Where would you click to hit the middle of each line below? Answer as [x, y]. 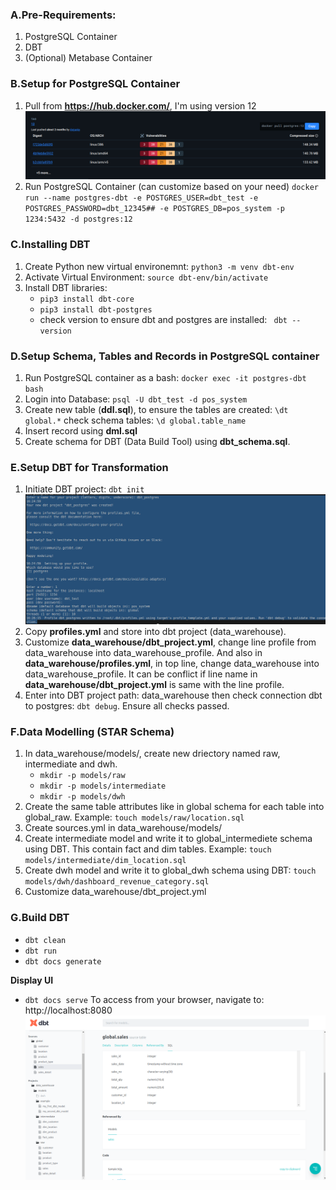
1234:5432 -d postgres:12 [78, 219]
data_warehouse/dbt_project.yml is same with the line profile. [154, 684]
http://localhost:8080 [68, 1010]
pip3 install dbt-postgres [96, 309]
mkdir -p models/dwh [82, 797]
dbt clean [45, 940]
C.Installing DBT [50, 245]
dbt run [40, 951]
